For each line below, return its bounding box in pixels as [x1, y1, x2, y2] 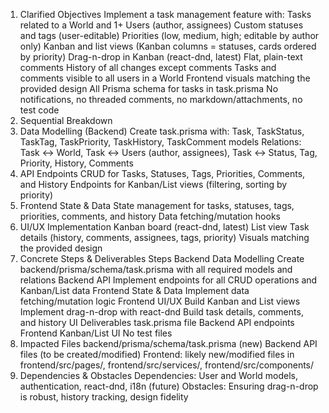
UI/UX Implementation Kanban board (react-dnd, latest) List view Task [19, 221, 310, 233]
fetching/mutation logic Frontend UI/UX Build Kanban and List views [19, 295, 301, 307]
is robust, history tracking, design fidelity [19, 391, 189, 403]
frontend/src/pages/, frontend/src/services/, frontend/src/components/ [19, 359, 315, 371]
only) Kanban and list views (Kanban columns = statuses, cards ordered [19, 40, 317, 52]
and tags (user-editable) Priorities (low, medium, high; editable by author [19, 30, 320, 41]
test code [19, 104, 60, 116]
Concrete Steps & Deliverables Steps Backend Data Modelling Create [19, 253, 305, 264]
